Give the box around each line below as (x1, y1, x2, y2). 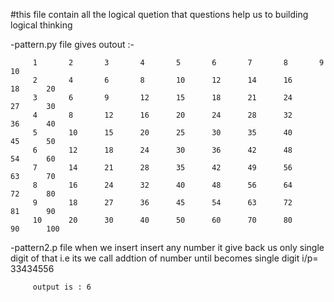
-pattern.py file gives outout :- (10, 39, 135, 50)
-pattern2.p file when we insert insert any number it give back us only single (10, 242, 325, 253)
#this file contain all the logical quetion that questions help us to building (10, 9, 309, 20)
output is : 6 (32, 282, 92, 292)
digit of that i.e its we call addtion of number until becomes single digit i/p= (10, 252, 319, 264)
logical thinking (10, 19, 73, 31)
